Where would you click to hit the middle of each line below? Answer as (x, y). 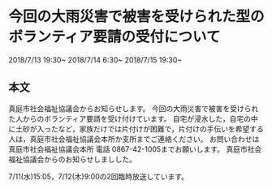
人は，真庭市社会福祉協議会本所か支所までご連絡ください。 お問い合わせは (134, 139)
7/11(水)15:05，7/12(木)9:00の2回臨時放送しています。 (99, 176)
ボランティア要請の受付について (114, 37)
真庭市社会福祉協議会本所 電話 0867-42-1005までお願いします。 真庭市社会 (135, 149)
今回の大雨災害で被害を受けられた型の (137, 17)
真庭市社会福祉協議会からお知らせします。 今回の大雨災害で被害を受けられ (134, 108)
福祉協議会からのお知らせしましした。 (72, 159)
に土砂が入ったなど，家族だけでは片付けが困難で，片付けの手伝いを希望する (136, 129)
